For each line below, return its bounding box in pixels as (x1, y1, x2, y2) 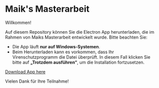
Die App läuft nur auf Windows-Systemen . (12, 44, 100, 49)
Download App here (5, 68, 46, 74)
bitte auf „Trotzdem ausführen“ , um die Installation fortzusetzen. (12, 59, 145, 65)
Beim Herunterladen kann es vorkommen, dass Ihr (12, 49, 114, 55)
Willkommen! (5, 20, 32, 25)
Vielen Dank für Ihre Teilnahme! (5, 78, 69, 84)
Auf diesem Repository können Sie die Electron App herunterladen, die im (5, 29, 155, 35)
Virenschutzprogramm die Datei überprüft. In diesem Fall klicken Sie (12, 54, 151, 60)
